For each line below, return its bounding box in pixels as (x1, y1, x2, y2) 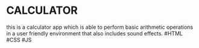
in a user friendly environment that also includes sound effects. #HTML (6, 29, 183, 37)
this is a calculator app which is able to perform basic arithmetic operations (6, 23, 194, 31)
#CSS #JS (6, 36, 32, 43)
